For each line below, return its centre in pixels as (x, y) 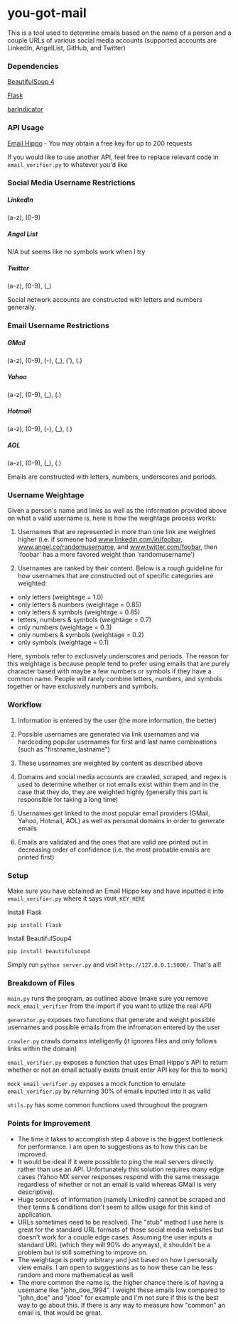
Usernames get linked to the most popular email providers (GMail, (114, 813)
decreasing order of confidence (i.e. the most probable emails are (114, 850)
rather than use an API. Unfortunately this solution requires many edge (121, 1169)
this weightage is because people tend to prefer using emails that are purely (119, 664)
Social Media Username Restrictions (71, 183)
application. (35, 1214)
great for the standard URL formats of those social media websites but (120, 1230)
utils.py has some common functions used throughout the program (107, 1105)
